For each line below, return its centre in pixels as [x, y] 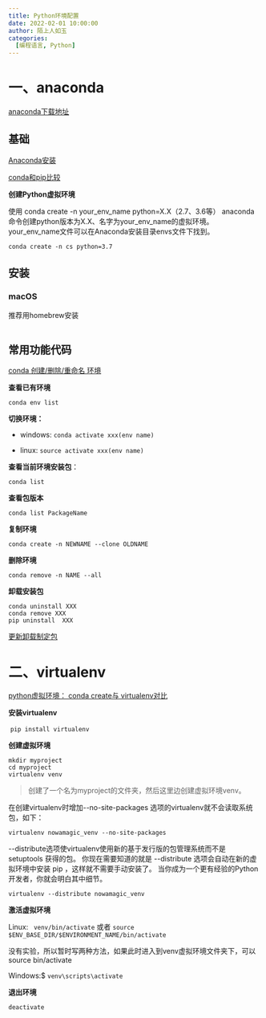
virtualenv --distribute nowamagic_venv [77, 894]
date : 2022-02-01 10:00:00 [53, 23]
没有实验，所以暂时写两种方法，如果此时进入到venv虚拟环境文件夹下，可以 [132, 951]
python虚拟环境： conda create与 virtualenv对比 [88, 696]
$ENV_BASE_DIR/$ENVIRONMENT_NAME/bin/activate [87, 935]
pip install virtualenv [50, 730]
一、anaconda [56, 88]
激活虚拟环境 [29, 910]
